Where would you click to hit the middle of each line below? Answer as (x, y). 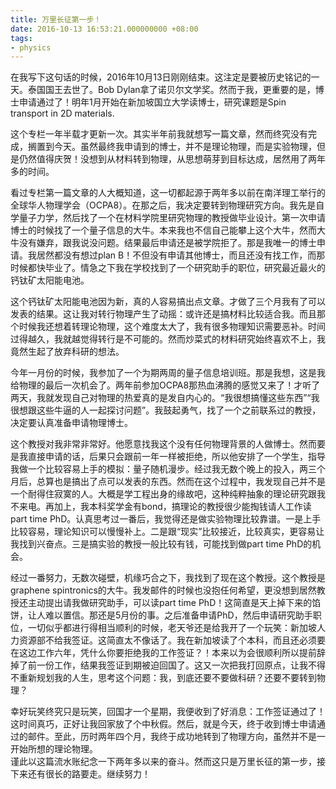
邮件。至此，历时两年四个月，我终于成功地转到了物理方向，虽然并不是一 (176, 737)
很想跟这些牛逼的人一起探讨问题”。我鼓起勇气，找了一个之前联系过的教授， (166, 410)
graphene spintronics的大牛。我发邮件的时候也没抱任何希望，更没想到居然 (163, 590)
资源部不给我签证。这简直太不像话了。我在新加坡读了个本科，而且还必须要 (172, 640)
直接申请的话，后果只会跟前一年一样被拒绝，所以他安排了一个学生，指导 (176, 457)
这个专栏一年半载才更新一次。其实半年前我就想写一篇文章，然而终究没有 (159, 134)
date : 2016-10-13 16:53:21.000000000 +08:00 (104, 29)
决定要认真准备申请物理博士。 (71, 423)
